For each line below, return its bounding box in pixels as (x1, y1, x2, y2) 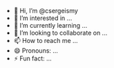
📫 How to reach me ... (13, 37, 78, 44)
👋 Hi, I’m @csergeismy (13, 7, 78, 15)
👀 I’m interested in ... (13, 14, 73, 22)
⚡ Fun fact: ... (13, 54, 52, 62)
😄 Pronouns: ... (13, 46, 59, 55)
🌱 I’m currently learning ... (13, 22, 88, 29)
